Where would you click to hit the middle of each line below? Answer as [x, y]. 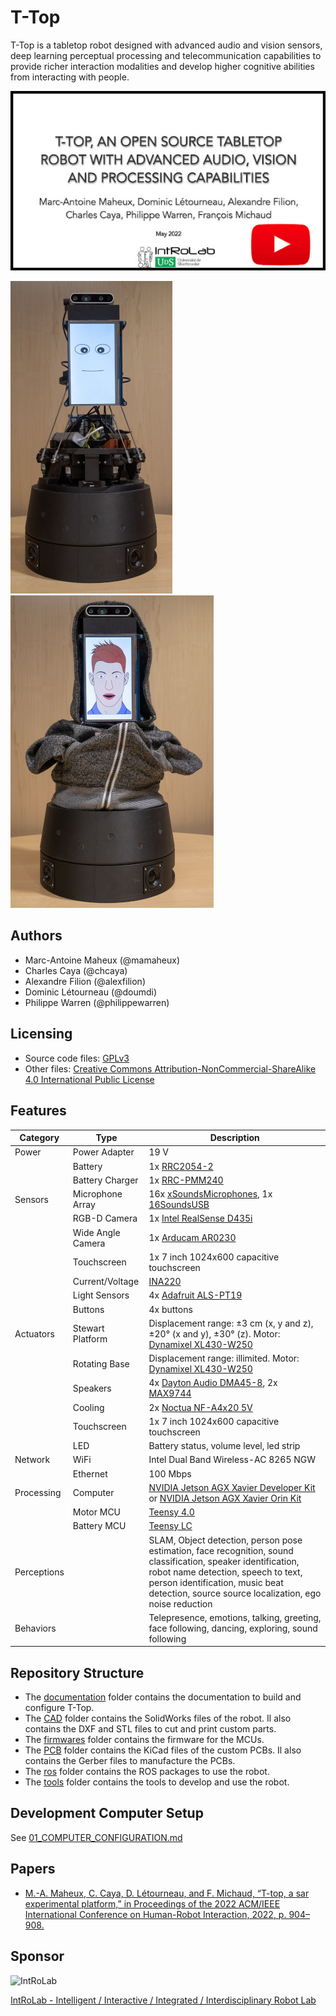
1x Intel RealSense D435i [200, 1218]
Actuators [34, 1333]
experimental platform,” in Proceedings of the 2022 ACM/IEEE [152, 1903]
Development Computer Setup [107, 1813]
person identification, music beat [216, 1582]
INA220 [165, 1282]
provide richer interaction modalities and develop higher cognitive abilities [162, 66]
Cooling [88, 1407]
